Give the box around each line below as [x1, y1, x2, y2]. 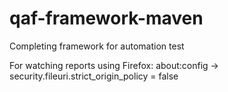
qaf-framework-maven [9, 7, 204, 30]
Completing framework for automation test [9, 40, 185, 52]
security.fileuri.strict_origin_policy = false [9, 70, 179, 82]
